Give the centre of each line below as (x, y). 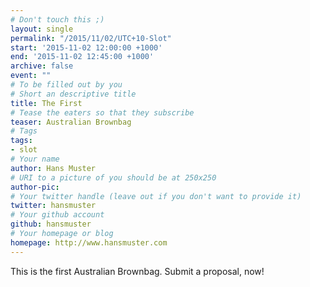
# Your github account (57, 215)
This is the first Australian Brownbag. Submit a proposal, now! (137, 271)
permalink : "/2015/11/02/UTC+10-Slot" (91, 38)
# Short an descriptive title (73, 94)
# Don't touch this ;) (57, 19)
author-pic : (35, 187)
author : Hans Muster (53, 168)
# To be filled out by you (66, 85)
